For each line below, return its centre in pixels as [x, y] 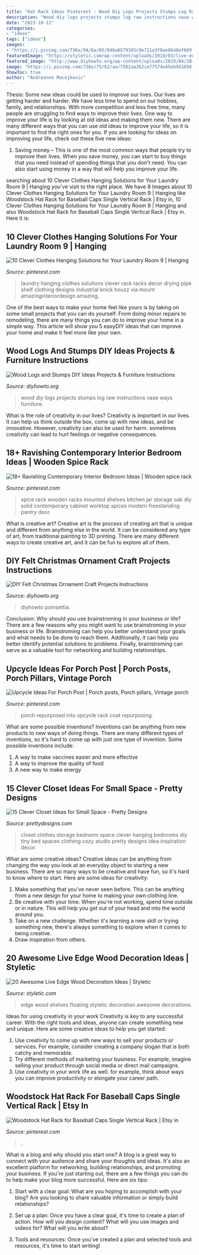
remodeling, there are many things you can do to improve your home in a [95, 320]
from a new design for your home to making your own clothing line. [97, 895]
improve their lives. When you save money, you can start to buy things [100, 156]
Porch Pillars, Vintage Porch [59, 678]
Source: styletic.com [31, 993]
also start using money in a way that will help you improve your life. [97, 169]
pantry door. [36, 512]
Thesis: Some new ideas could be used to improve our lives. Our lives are [96, 95]
